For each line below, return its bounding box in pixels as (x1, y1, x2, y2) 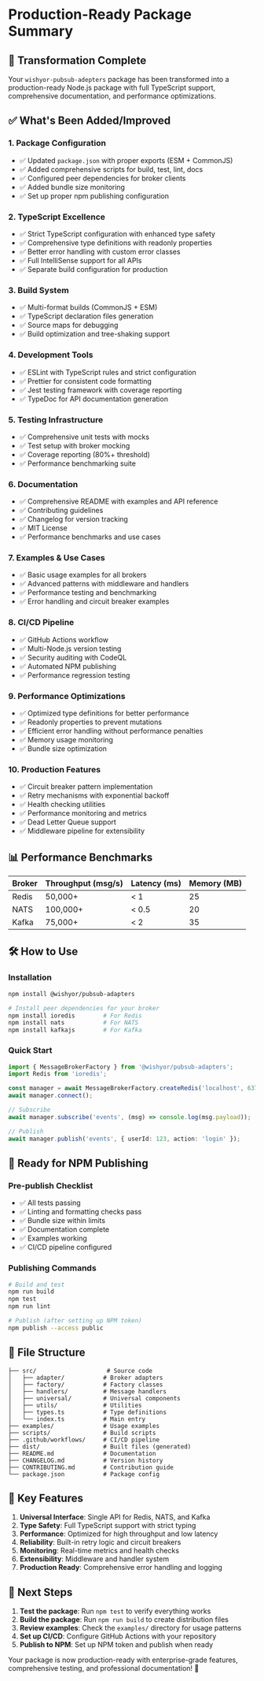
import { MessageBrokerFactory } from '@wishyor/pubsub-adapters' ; (8, 1062, 234, 1071)
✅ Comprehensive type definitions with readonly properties (19, 238, 212, 247)
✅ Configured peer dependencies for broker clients (19, 173, 186, 183)
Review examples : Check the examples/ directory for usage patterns (19, 1623, 242, 1633)
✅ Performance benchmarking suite (19, 459, 136, 468)
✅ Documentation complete (19, 1225, 110, 1234)
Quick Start (8, 1045, 53, 1056)
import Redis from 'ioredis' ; (8, 1070, 108, 1078)
